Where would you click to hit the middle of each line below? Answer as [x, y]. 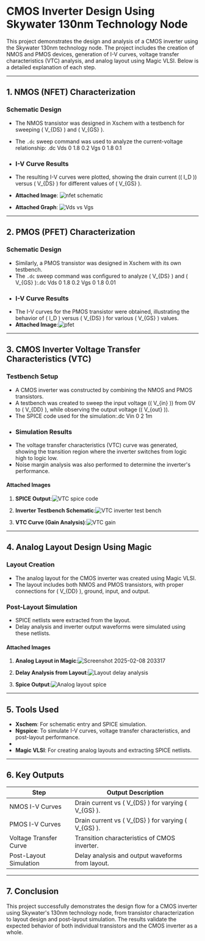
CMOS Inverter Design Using [81, 11]
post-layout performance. [48, 737]
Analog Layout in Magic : [46, 661]
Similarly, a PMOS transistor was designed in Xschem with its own [98, 263]
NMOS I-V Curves [36, 806]
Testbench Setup [32, 376]
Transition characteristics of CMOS [125, 838]
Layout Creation [31, 565]
